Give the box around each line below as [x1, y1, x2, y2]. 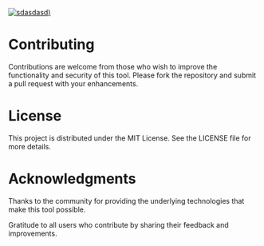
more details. [8, 141, 52, 151]
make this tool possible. [8, 204, 86, 214]
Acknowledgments [8, 170, 137, 188]
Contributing [8, 36, 95, 54]
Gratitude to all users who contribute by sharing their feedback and [8, 220, 229, 229]
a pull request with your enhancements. [8, 78, 139, 88]
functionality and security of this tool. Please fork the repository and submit [8, 70, 257, 80]
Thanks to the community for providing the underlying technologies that [8, 196, 245, 205]
